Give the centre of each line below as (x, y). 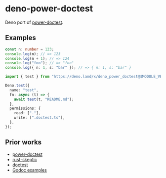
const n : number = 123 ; (30, 49)
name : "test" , (24, 90)
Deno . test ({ (17, 86)
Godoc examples (29, 170)
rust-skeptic (24, 159)
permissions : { (25, 109)
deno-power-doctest (49, 9)
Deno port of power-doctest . (34, 22)
